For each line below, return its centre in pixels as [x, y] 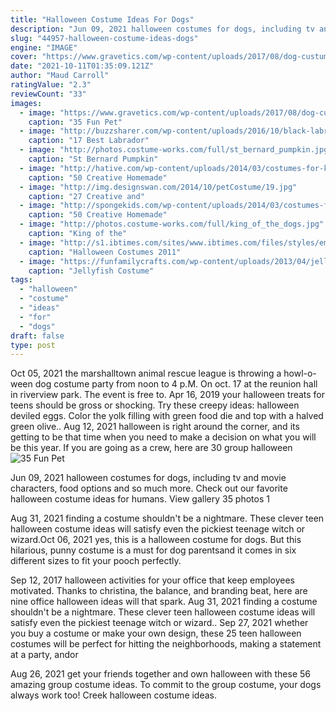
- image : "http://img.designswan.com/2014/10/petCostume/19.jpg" [158, 187]
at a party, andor [44, 655]
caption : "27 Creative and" [86, 196]
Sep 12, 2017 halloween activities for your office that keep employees [152, 580]
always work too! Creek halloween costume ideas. [114, 695]
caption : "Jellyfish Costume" [91, 271]
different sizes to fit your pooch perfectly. [96, 561]
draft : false [37, 336]
